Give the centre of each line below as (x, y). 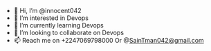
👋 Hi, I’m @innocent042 (47, 11)
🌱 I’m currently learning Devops (58, 25)
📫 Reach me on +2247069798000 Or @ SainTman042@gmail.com (109, 40)
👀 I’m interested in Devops (51, 18)
